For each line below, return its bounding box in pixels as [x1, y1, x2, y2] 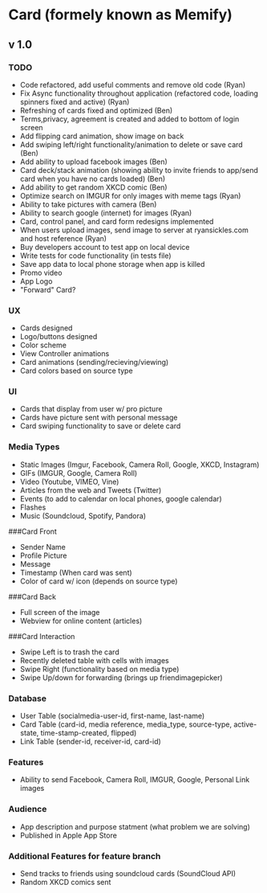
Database [8, 693, 47, 704]
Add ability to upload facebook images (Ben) [19, 157, 168, 166]
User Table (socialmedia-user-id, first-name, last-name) [19, 711, 205, 721]
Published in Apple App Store [19, 830, 118, 840]
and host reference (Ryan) [19, 233, 107, 243]
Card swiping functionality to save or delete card [19, 421, 181, 431]
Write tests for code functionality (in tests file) [19, 251, 172, 260]
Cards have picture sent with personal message [19, 412, 178, 423]
